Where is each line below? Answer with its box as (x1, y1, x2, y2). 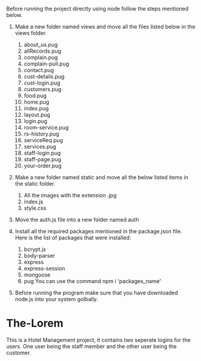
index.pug (23, 105, 49, 112)
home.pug (23, 98, 50, 106)
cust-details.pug (23, 73, 65, 80)
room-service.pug (23, 124, 69, 131)
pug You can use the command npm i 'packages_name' (23, 278, 161, 284)
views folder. (14, 29, 47, 37)
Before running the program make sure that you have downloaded (14, 289, 178, 296)
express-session (23, 265, 65, 272)
